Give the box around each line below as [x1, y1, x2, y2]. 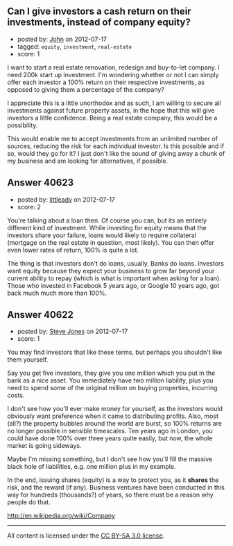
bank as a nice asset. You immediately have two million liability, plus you [7, 376, 214, 385]
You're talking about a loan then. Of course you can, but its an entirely [7, 216, 207, 225]
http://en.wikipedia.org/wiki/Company [7, 511, 116, 520]
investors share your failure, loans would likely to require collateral [7, 231, 196, 239]
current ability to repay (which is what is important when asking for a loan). [7, 274, 222, 282]
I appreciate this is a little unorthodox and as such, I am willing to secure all [7, 99, 221, 107]
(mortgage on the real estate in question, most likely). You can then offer [7, 238, 215, 246]
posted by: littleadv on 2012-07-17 [17, 195, 116, 204]
